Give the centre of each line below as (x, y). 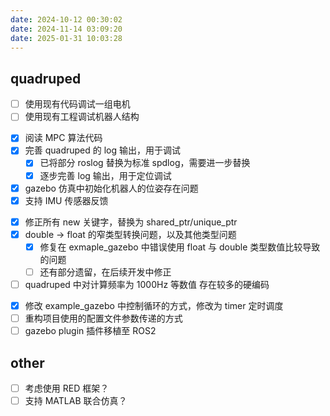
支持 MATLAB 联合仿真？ (76, 401)
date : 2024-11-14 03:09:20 (66, 29)
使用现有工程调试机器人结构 (82, 117)
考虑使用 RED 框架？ (67, 388)
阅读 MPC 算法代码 (63, 138)
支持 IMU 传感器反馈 (66, 200)
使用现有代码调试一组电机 (77, 104)
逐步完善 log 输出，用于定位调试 (105, 175)
